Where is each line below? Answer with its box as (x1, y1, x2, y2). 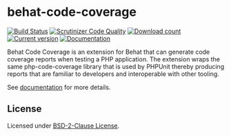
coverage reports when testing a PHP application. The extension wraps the (7, 55, 221, 63)
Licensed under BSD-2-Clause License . (7, 122, 120, 130)
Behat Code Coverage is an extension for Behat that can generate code (7, 48, 210, 56)
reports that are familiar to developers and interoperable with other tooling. (7, 70, 219, 78)
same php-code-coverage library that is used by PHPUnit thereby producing (7, 62, 225, 70)
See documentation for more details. (7, 83, 111, 91)
